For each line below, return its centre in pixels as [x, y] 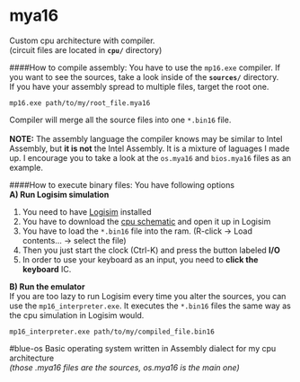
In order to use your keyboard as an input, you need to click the [140, 259]
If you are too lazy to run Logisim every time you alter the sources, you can [148, 296]
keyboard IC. [47, 269]
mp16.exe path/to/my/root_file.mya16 [80, 103]
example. [26, 167]
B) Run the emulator [47, 286]
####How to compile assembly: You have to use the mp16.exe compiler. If [145, 67]
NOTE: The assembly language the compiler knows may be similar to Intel [146, 138]
